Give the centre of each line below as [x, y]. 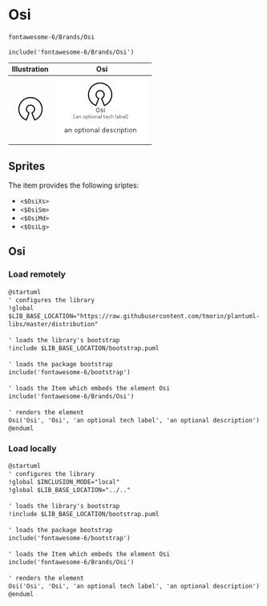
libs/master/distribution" [53, 324]
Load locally [32, 448]
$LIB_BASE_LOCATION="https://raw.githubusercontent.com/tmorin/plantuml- [134, 316]
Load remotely [37, 274]
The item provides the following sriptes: [74, 185]
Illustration [30, 69]
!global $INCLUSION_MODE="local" [64, 482]
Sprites [27, 166]
